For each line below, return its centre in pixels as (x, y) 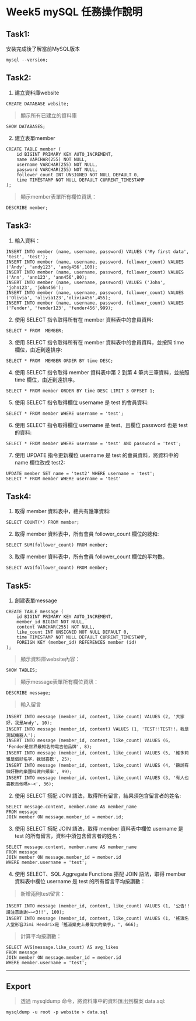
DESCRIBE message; (28, 693)
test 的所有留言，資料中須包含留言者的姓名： (68, 836)
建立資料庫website (37, 93)
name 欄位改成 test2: (40, 462)
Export (18, 986)
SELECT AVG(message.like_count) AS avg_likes (62, 947)
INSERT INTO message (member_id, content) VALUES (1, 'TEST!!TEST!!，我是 (97, 729)
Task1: (18, 34)
